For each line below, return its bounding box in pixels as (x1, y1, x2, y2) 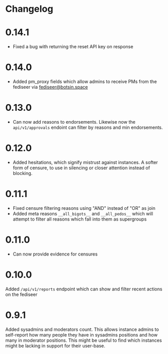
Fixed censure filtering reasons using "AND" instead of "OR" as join (12, 205, 156, 211)
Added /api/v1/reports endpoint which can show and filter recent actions (5, 286, 163, 292)
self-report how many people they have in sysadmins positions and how (5, 331, 158, 338)
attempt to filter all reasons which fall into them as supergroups (12, 216, 147, 222)
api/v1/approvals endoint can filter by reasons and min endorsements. (12, 124, 163, 130)
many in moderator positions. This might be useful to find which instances (5, 337, 162, 343)
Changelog (5, 3, 53, 15)
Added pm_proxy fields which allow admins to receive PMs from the (12, 78, 157, 85)
